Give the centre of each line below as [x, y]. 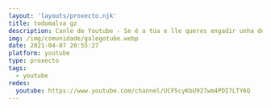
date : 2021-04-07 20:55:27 [54, 46]
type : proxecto [34, 61]
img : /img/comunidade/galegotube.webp [73, 38]
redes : [19, 83]
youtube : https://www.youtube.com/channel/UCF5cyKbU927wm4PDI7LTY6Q [133, 91]
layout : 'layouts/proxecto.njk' [63, 16]
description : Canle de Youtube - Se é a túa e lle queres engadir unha [131, 31]
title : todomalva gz [43, 23]
